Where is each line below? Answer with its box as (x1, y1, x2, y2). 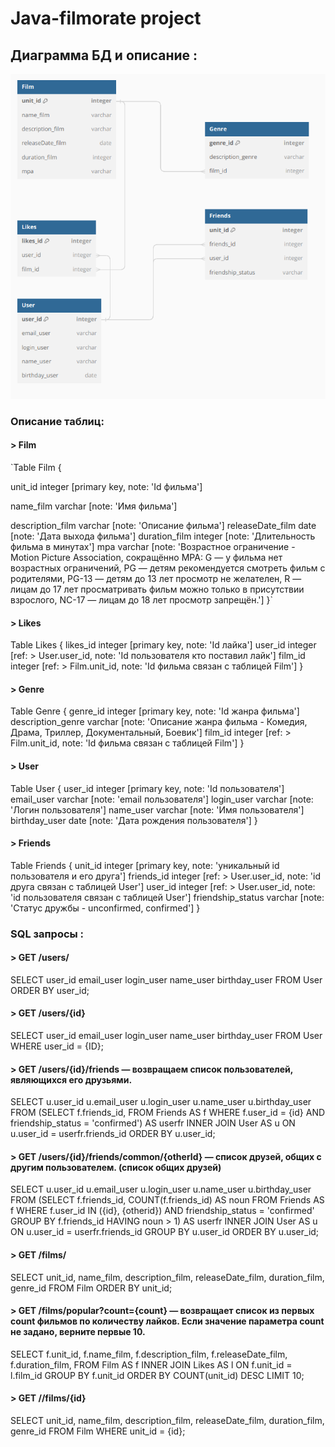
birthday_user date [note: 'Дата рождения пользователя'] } (10, 814, 258, 826)
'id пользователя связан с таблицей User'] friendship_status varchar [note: (10, 891, 325, 903)
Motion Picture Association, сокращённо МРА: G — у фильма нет (10, 551, 283, 563)
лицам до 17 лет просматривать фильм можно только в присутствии (10, 583, 305, 595)
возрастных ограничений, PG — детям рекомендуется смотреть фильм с (10, 562, 326, 574)
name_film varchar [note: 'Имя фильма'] (10, 500, 178, 512)
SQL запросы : (10, 927, 85, 941)
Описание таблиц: (10, 414, 105, 428)
